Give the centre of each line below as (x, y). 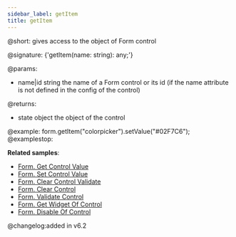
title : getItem (30, 21)
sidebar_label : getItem (43, 14)
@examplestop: (30, 139)
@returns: (22, 103)
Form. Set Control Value (53, 174)
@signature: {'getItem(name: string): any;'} (70, 55)
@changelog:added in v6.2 (47, 226)
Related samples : (34, 152)
